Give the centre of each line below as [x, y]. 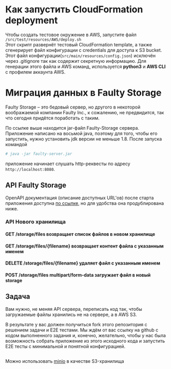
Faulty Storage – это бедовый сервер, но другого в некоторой [73, 107]
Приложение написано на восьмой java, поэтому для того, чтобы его [81, 133]
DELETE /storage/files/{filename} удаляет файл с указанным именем [83, 263]
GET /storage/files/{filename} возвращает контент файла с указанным [84, 246]
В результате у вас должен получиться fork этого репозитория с [76, 324]
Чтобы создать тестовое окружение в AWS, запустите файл [71, 34]
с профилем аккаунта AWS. [35, 72]
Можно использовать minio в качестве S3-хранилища [65, 361]
